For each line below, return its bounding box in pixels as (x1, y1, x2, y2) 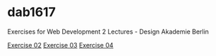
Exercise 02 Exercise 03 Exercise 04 (7, 41, 114, 49)
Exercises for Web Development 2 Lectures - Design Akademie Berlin (7, 27, 210, 36)
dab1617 (7, 4, 56, 20)
